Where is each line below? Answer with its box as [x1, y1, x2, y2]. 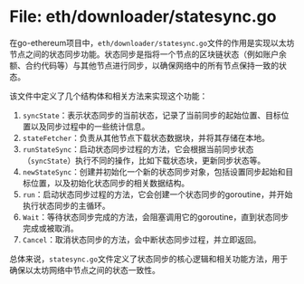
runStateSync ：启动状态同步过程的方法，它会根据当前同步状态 [22, 143, 254, 155]
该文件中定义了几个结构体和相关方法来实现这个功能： [9, 90, 208, 101]
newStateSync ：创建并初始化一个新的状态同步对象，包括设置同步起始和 [22, 166, 286, 177]
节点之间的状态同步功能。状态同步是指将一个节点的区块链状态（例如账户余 [9, 48, 287, 60]
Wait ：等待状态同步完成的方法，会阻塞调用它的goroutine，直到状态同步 [22, 211, 290, 222]
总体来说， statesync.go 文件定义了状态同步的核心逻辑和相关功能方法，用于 [9, 253, 288, 264]
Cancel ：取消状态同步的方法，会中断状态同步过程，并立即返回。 [22, 233, 261, 245]
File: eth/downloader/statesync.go [9, 6, 277, 27]
